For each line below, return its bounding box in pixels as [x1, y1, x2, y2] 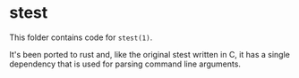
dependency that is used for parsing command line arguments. [9, 58, 242, 69]
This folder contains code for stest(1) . [9, 32, 153, 43]
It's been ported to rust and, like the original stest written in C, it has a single [9, 49, 291, 59]
